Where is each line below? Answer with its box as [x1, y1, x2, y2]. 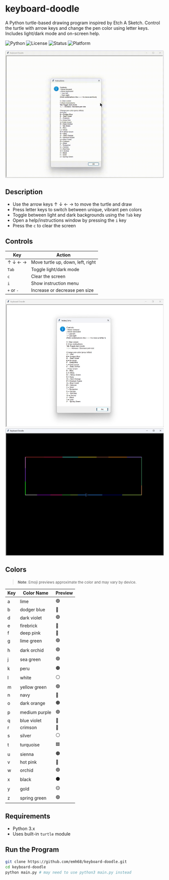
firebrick [20, 623, 38, 629]
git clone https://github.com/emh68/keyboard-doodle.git [5, 859, 127, 864]
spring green [20, 795, 47, 801]
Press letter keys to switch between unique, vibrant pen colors [12, 206, 142, 212]
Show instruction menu [31, 280, 79, 286]
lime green [20, 638, 42, 644]
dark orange [20, 700, 45, 706]
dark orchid [20, 647, 44, 653]
